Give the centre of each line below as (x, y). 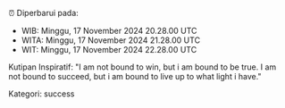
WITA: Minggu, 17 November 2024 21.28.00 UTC (111, 40)
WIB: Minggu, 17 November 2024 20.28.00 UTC (109, 31)
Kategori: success (42, 94)
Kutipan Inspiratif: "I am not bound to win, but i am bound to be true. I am (142, 67)
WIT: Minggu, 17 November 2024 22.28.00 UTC (109, 50)
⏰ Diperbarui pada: (44, 13)
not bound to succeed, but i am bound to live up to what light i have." (135, 76)
